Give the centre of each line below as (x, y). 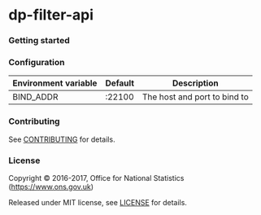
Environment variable (55, 83)
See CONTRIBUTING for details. (62, 139)
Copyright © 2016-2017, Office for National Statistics (96, 178)
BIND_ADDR (35, 97)
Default (120, 83)
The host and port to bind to (196, 97)
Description (195, 83)
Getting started (39, 41)
